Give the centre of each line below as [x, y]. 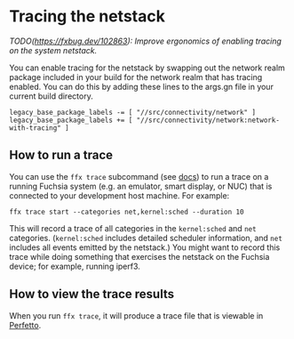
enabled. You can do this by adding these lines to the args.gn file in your [141, 86]
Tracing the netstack [87, 16]
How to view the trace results [92, 294]
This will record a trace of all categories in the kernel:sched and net [133, 228]
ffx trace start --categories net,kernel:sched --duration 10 [127, 212]
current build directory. [51, 96]
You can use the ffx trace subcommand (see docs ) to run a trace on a [139, 176]
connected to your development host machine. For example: [119, 195]
